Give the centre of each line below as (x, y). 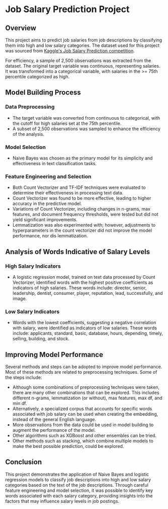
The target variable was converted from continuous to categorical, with (86, 118)
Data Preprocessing (30, 107)
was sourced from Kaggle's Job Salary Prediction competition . (70, 51)
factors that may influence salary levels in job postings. (62, 501)
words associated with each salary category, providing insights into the (79, 495)
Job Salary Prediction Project (67, 9)
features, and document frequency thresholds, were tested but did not (85, 214)
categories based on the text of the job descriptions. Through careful (77, 485)
